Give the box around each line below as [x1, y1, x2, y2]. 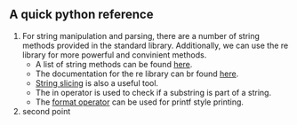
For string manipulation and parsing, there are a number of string [21, 30, 261, 41]
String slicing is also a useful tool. [35, 77, 158, 88]
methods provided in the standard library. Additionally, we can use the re [21, 40, 289, 51]
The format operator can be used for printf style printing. [35, 97, 245, 107]
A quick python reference [9, 7, 154, 22]
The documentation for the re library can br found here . [35, 68, 239, 79]
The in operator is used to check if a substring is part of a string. [35, 87, 272, 98]
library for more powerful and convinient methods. [21, 49, 207, 60]
